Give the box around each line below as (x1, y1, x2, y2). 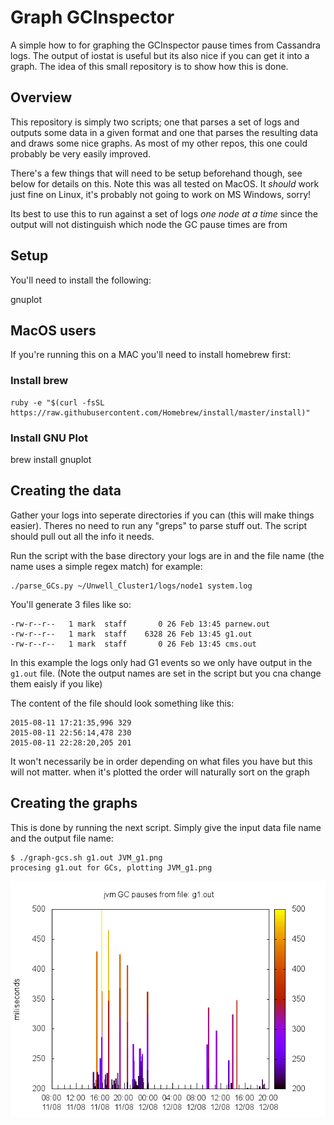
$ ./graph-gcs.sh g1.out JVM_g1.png (10, 852, 163, 863)
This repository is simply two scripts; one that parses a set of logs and (10, 116, 300, 128)
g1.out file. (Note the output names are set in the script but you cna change (10, 667, 322, 679)
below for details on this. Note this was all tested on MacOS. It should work (10, 177, 320, 190)
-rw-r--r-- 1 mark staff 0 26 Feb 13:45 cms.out (10, 639, 257, 649)
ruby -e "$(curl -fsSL (10, 397, 105, 408)
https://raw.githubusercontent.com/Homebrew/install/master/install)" (10, 407, 311, 418)
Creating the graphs (10, 795, 138, 812)
